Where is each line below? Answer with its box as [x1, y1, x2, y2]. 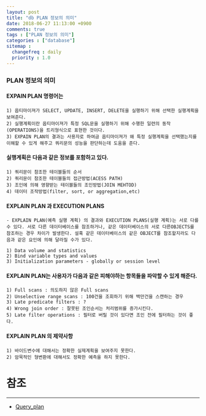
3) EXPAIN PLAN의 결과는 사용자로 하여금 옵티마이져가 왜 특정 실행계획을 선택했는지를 [6, 133, 197, 140]
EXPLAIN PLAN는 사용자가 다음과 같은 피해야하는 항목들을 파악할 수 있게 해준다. [6, 272, 197, 279]
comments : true [6, 26, 45, 33]
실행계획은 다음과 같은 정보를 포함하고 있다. [6, 154, 109, 161]
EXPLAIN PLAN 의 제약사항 [6, 332, 74, 339]
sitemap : [6, 44, 32, 50]
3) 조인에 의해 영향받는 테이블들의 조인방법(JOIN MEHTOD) [6, 182, 137, 188]
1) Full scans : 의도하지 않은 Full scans [6, 287, 109, 293]
